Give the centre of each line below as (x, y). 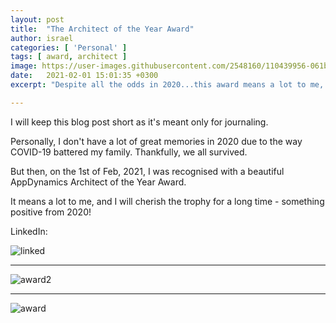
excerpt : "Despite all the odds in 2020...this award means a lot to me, (167, 85)
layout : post (37, 19)
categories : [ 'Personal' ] (69, 47)
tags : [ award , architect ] (69, 57)
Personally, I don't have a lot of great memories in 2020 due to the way (156, 141)
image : (24, 66)
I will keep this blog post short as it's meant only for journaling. (139, 122)
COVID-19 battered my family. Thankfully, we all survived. (129, 152)
